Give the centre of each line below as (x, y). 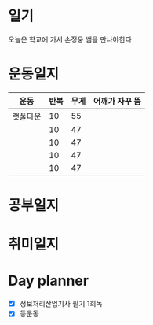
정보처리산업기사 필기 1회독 (61, 304)
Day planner (48, 281)
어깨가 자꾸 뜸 (117, 101)
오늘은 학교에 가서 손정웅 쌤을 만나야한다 (70, 39)
